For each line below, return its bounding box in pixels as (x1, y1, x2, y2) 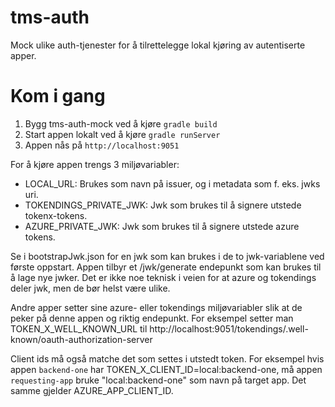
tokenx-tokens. (24, 209, 88, 221)
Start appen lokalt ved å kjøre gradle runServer (24, 128, 221, 140)
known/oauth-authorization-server (10, 333, 153, 345)
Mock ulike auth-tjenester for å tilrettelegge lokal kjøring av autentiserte (10, 39, 306, 51)
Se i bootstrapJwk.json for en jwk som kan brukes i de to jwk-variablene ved (10, 250, 325, 262)
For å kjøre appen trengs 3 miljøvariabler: (10, 158, 180, 170)
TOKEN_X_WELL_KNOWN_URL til (10, 322, 148, 335)
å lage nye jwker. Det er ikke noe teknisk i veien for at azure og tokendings (10, 271, 317, 283)
